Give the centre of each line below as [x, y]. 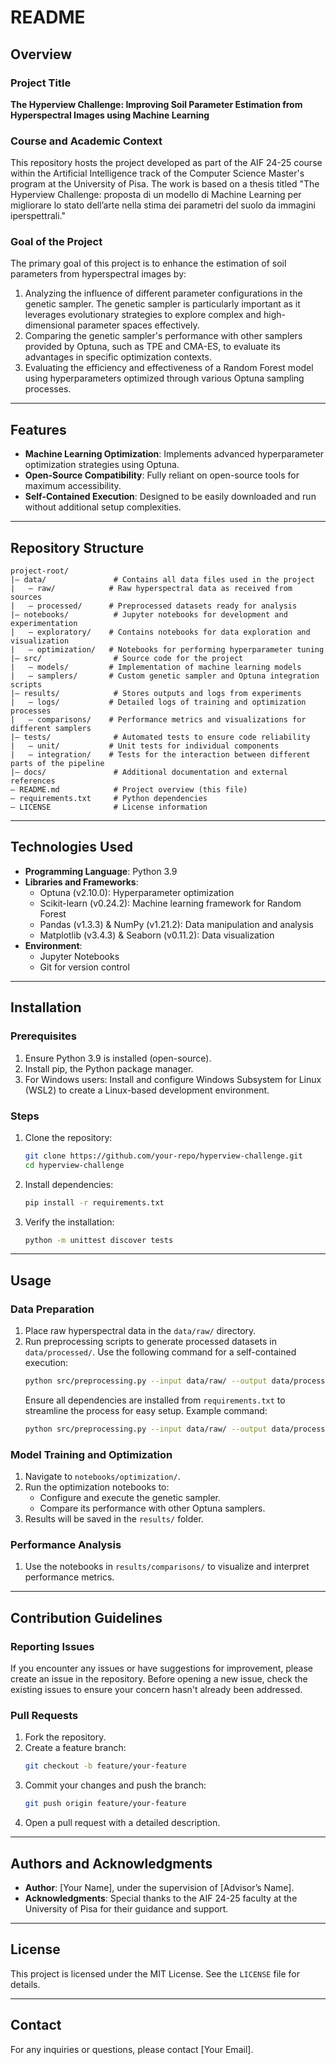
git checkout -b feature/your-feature [105, 1766]
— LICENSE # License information [109, 807]
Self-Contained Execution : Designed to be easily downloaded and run [170, 497]
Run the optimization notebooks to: [97, 1487]
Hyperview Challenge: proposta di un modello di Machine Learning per [156, 195]
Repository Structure [77, 547]
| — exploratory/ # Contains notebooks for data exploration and [160, 632]
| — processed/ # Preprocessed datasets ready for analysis [154, 606]
